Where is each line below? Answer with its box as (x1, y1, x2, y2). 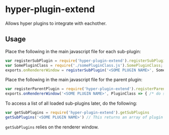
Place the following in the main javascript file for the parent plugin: (5, 77, 142, 83)
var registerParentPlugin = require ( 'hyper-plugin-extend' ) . (5, 86, 136, 92)
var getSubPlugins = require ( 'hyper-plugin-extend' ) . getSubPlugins (5, 110, 150, 115)
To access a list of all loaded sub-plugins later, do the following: (5, 100, 137, 107)
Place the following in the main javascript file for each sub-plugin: (5, 48, 141, 54)
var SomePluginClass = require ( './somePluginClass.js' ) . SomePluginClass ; (5, 63, 163, 68)
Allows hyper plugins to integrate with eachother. (5, 20, 107, 26)
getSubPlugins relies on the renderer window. (5, 124, 99, 130)
